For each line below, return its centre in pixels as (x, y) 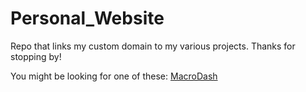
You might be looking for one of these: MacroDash (114, 76)
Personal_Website (87, 18)
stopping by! (36, 56)
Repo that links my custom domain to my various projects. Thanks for (153, 46)
